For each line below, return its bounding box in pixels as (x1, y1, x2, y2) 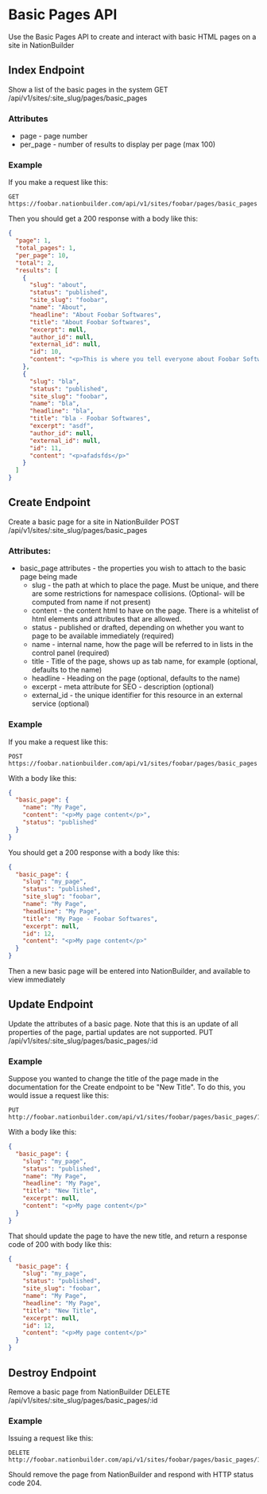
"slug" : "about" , (29, 281, 87, 289)
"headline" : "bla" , (29, 407, 94, 415)
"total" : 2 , (15, 259, 56, 267)
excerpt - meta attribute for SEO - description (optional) (31, 682, 215, 692)
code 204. (8, 1478, 42, 1488)
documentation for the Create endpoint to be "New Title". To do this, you (8, 1082, 246, 1092)
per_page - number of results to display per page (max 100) (19, 139, 216, 149)
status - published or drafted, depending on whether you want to (31, 623, 245, 633)
